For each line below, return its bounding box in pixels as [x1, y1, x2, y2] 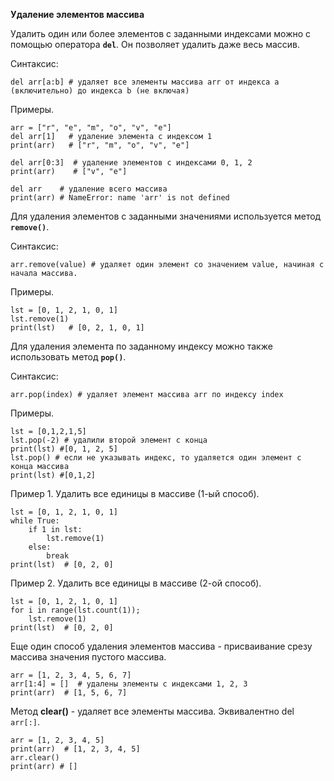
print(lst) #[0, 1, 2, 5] [10, 444, 118, 454]
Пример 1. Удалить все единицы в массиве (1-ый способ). [10, 488, 260, 499]
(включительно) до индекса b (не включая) [10, 86, 190, 96]
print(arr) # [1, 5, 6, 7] [10, 688, 128, 698]
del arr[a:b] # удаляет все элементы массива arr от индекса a [10, 77, 280, 87]
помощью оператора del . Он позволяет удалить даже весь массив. [10, 39, 301, 50]
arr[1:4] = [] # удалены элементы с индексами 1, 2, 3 [10, 679, 248, 689]
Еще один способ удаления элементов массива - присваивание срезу [10, 640, 313, 652]
